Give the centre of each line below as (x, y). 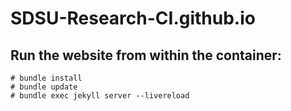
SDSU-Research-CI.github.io (133, 18)
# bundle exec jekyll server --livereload (100, 96)
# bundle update (44, 87)
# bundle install (46, 78)
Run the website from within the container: (146, 55)
